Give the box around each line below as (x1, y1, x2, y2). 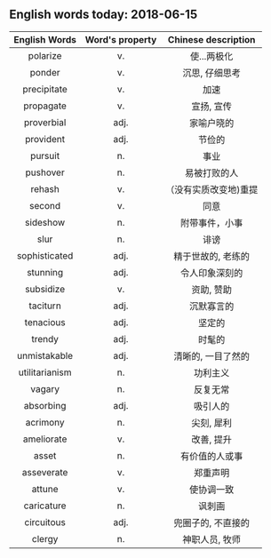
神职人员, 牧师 (182, 533, 242, 546)
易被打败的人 (185, 166, 239, 179)
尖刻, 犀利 (191, 417, 233, 429)
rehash (30, 182, 60, 195)
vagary (30, 382, 60, 395)
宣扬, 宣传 (191, 100, 233, 112)
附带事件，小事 (180, 217, 243, 229)
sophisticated (16, 249, 74, 261)
